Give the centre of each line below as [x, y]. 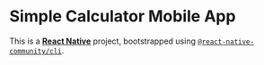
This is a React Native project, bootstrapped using [102, 41]
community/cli [36, 51]
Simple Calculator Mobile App [123, 16]
